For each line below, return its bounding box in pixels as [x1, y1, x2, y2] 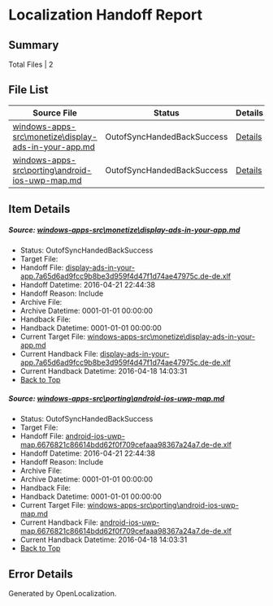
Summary [8, 38, 59, 52]
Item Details [8, 202, 71, 216]
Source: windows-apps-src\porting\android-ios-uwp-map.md [8, 393, 225, 403]
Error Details [8, 567, 73, 581]
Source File [32, 107, 77, 119]
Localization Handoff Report [8, 6, 203, 24]
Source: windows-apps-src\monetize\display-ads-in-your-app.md [8, 225, 240, 235]
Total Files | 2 [8, 59, 54, 69]
